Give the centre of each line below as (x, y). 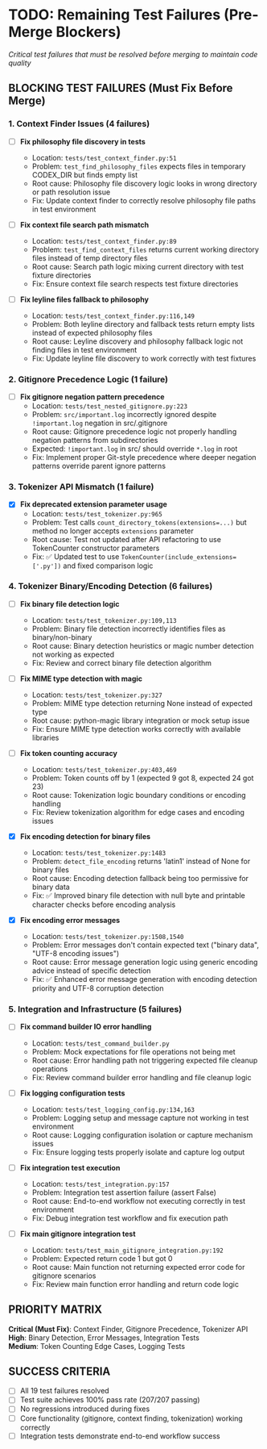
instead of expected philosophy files (92, 332)
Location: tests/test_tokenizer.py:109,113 (104, 620)
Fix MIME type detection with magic (81, 679)
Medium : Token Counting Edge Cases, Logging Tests (97, 1346)
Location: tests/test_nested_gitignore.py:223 (109, 406)
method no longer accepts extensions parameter (113, 531)
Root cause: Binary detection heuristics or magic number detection (143, 645)
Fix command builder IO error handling (86, 1027)
